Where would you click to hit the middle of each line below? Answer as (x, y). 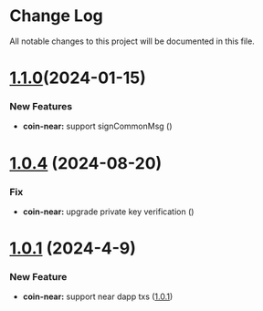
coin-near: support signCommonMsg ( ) (97, 126)
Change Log (56, 16)
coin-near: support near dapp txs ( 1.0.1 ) (98, 296)
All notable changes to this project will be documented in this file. (132, 41)
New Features (41, 107)
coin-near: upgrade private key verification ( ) (108, 212)
